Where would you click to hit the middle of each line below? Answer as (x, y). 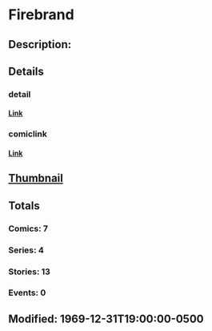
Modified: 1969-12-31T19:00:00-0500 (106, 319)
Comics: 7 (28, 228)
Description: (40, 44)
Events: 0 (27, 293)
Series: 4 (26, 250)
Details (26, 71)
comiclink (28, 134)
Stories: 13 (29, 272)
